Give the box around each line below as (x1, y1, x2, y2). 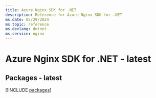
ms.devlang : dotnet (5, 27, 47, 32)
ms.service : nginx (5, 31, 44, 36)
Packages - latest (5, 73, 62, 82)
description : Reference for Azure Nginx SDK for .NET (5, 12, 123, 17)
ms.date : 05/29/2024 (5, 17, 50, 22)
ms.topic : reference (5, 21, 50, 27)
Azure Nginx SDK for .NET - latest (5, 53, 151, 65)
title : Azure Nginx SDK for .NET (5, 7, 77, 13)
